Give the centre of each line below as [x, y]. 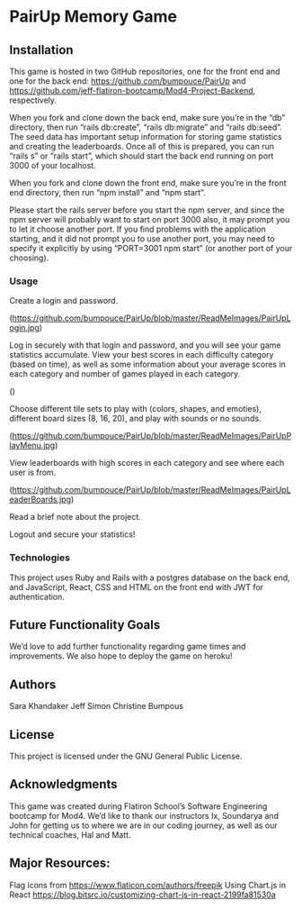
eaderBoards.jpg [40, 500]
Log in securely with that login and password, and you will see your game [145, 345]
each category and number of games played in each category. [125, 374]
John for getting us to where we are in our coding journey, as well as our [144, 825]
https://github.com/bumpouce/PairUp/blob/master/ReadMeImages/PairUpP [152, 436]
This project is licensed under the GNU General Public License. [126, 756]
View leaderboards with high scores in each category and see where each [147, 463]
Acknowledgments [64, 784]
